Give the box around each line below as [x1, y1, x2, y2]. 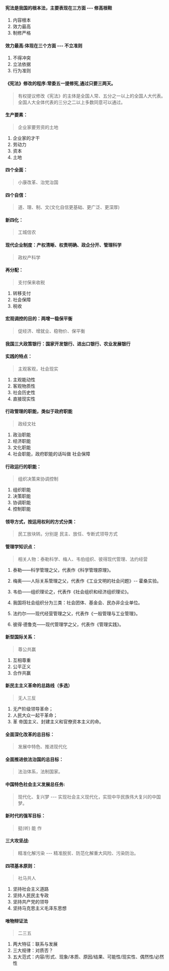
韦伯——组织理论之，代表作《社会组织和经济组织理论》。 [12, 589, 132, 595]
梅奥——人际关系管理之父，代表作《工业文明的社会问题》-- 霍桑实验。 [12, 577, 162, 584]
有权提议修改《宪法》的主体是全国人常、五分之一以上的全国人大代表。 [17, 93, 166, 99]
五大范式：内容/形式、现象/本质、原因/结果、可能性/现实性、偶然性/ [12, 954, 156, 960]
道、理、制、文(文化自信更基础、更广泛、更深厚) [17, 204, 120, 210]
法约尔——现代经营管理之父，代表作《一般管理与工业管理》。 [12, 610, 140, 616]
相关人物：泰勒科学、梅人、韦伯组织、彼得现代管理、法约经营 [17, 556, 148, 562]
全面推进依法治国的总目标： [5, 756, 64, 762]
